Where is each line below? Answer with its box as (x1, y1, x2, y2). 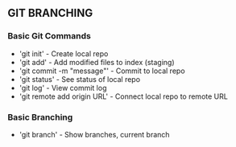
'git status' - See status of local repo (19, 74, 141, 84)
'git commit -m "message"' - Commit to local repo (19, 66, 186, 76)
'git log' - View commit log (19, 83, 107, 92)
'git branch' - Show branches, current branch (19, 129, 170, 139)
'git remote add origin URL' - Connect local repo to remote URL (19, 92, 229, 101)
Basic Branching (7, 112, 73, 123)
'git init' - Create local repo (19, 48, 109, 59)
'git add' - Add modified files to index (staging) (19, 57, 175, 67)
